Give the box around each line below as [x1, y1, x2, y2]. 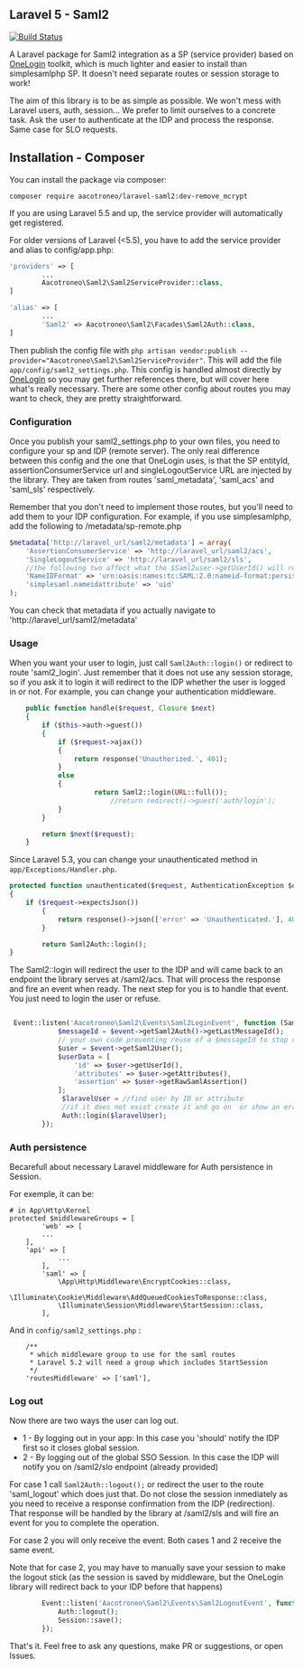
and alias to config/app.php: [9, 244, 115, 255]
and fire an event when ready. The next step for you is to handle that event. [9, 984, 289, 994]
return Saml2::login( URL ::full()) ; [94, 788, 228, 797]
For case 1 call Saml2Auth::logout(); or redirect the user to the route [9, 1479, 264, 1490]
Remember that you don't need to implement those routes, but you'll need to [9, 501, 293, 512]
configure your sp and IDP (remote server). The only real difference [9, 445, 260, 456]
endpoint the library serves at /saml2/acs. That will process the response [9, 974, 281, 985]
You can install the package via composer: [9, 174, 167, 184]
